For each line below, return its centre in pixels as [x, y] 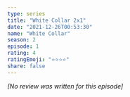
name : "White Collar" [39, 33]
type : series [26, 14]
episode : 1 [23, 46]
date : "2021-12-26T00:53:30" [50, 27]
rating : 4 [22, 53]
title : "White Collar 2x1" [47, 20]
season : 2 [22, 40]
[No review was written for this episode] [65, 86]
